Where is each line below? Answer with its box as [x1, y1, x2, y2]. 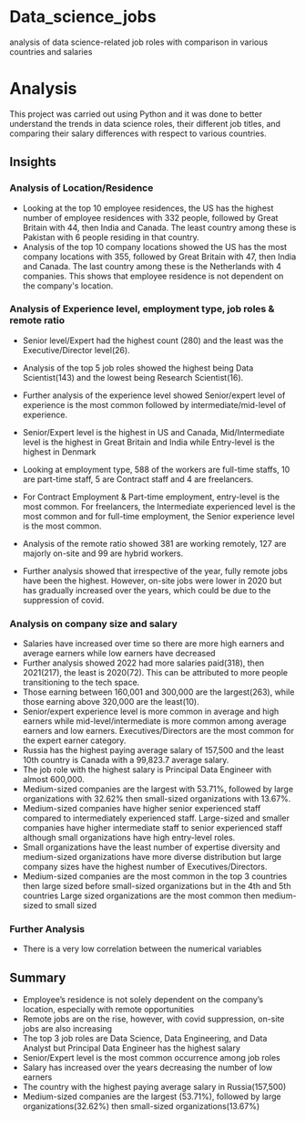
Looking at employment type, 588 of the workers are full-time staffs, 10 [22, 464, 290, 475]
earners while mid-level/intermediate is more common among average [22, 716, 287, 727]
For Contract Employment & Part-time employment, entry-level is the [22, 491, 280, 502]
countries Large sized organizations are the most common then [22, 890, 261, 901]
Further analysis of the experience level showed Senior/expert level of [22, 390, 286, 401]
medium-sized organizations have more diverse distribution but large [22, 852, 282, 863]
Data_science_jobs [9, 6, 157, 27]
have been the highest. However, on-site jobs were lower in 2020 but [22, 575, 282, 586]
